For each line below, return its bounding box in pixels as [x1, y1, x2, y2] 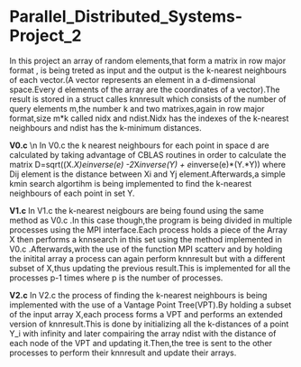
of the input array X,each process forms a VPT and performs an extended [9, 308, 284, 319]
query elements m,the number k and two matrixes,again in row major [9, 103, 265, 114]
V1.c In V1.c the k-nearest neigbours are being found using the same [9, 205, 264, 216]
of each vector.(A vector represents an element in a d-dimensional [9, 74, 256, 85]
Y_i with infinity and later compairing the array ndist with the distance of [9, 327, 277, 339]
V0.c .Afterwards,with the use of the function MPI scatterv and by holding [9, 243, 283, 254]
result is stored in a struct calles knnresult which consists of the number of [9, 93, 287, 105]
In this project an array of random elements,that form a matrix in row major [9, 55, 287, 66]
